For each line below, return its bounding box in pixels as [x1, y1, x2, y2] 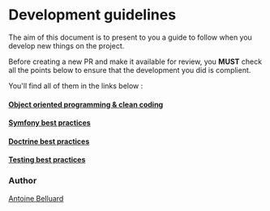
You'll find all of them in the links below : [8, 81, 144, 91]
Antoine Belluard [8, 193, 64, 203]
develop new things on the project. [8, 40, 125, 50]
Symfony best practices [8, 118, 91, 128]
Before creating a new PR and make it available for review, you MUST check [8, 57, 262, 66]
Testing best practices [8, 155, 86, 165]
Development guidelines [8, 6, 177, 24]
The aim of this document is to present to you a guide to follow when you [8, 32, 253, 42]
